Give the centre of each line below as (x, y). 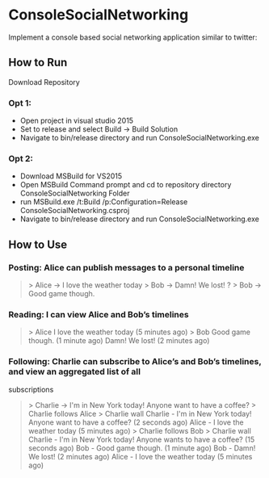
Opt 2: (21, 158)
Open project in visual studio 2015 (77, 121)
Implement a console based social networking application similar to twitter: (133, 37)
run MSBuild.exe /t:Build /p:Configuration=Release (104, 202)
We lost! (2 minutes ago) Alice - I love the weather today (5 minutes (140, 456)
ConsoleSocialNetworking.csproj (75, 211)
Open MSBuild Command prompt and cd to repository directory (126, 185)
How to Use (38, 244)
